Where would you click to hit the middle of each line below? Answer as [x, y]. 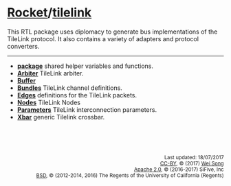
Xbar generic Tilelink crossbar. [61, 117]
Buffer [26, 80]
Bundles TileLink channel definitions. [69, 88]
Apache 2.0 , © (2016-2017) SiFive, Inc [179, 170]
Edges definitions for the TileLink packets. [77, 95]
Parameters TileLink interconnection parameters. [87, 109]
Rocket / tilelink [49, 13]
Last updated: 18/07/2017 [194, 157]
